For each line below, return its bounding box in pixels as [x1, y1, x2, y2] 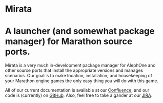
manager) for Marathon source [5, 36, 133, 47]
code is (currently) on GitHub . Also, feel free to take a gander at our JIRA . [5, 92, 153, 98]
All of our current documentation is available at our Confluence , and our [5, 87, 150, 93]
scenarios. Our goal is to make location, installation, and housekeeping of [5, 73, 153, 79]
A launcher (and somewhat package [5, 26, 155, 37]
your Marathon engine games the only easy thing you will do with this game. [5, 78, 159, 84]
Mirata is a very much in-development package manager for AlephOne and [5, 62, 156, 69]
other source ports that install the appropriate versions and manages [5, 68, 143, 73]
